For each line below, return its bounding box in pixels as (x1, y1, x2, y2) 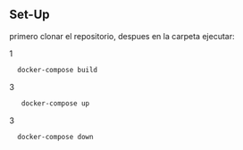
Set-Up (9, 7, 51, 22)
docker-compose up (21, 98, 90, 108)
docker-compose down (17, 132, 94, 141)
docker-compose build (17, 65, 98, 74)
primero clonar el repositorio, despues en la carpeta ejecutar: (9, 30, 235, 41)
